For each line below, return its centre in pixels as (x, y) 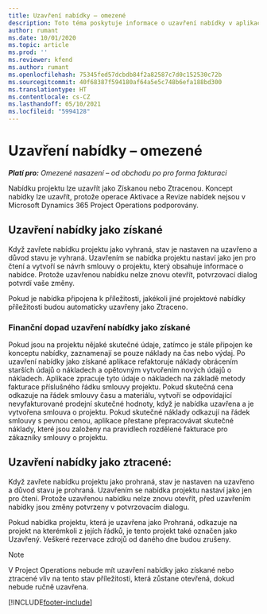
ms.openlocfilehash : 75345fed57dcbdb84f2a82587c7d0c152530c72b (115, 75)
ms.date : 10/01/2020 (43, 38)
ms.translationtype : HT (48, 89)
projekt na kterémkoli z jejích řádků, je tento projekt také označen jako (123, 531)
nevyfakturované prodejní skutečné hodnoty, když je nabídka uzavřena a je (131, 404)
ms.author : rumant (39, 68)
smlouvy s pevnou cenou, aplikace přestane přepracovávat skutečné (121, 421)
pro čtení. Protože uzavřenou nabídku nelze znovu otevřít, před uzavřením (130, 498)
